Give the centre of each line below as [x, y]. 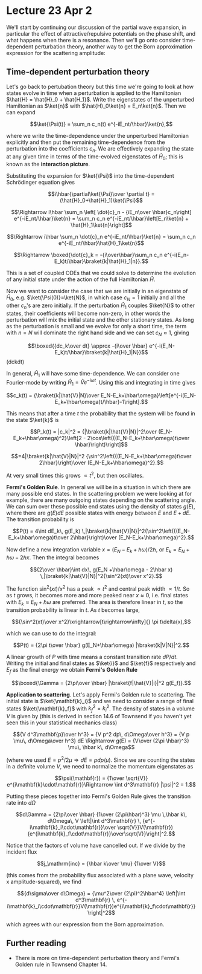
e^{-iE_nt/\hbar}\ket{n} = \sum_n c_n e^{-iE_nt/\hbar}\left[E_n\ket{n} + [101, 219]
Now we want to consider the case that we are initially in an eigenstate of [97, 291]
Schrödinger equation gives [41, 183]
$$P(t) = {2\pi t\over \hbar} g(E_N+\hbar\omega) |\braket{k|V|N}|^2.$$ [101, 645]
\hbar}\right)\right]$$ [101, 444]
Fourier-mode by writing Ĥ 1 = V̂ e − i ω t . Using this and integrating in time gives [101, 382]
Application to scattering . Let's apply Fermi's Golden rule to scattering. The [101, 694]
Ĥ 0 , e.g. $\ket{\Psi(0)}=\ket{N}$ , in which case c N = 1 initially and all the [96, 298]
